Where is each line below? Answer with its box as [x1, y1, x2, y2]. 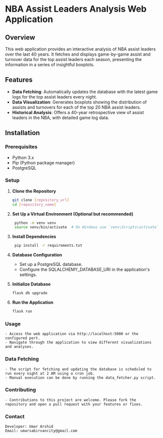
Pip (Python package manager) [12, 159, 75, 165]
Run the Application [12, 299, 54, 305]
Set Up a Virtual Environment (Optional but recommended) [12, 211, 133, 217]
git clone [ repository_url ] [12, 198, 69, 202]
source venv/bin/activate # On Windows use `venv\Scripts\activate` [14, 225, 159, 230]
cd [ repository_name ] [12, 202, 57, 207]
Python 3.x [12, 155, 34, 160]
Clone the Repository [12, 188, 56, 194]
